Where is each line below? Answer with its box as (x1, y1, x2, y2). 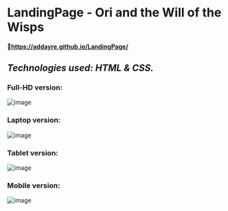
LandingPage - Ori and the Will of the (7, 5, 222, 21)
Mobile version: (7, 180, 60, 190)
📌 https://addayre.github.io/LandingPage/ (7, 42, 128, 51)
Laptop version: (7, 115, 61, 125)
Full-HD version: (7, 83, 63, 92)
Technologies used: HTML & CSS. (7, 62, 154, 74)
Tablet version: (7, 148, 58, 158)
